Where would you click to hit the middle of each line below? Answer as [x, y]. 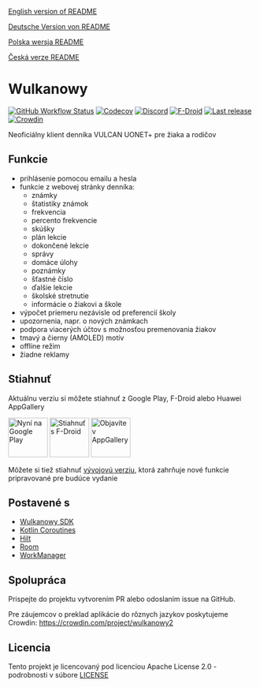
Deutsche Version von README [59, 26]
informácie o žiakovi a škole [76, 304]
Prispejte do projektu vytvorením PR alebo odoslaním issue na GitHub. [122, 599]
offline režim [40, 345]
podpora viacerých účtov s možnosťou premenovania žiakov [118, 329]
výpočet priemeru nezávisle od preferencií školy [98, 312]
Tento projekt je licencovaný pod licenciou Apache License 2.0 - [113, 666]
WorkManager [43, 555]
